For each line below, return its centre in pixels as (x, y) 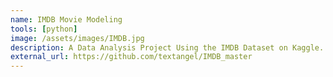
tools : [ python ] (44, 29)
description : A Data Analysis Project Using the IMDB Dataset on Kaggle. (167, 47)
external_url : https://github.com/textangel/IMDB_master (131, 57)
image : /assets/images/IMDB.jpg (77, 38)
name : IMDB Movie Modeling (66, 19)
